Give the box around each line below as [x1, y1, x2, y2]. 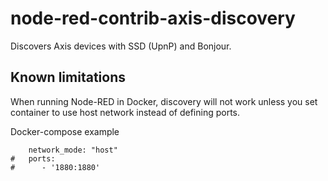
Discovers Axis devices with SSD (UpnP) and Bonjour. [10, 40, 232, 52]
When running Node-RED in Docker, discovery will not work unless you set [10, 95, 318, 107]
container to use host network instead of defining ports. [10, 106, 241, 118]
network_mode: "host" [28, 145, 118, 155]
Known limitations [10, 69, 126, 86]
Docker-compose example [10, 125, 120, 137]
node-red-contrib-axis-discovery [10, 7, 296, 30]
